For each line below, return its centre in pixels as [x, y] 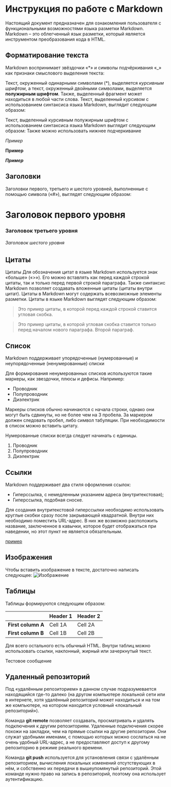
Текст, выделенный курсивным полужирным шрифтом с [67, 120]
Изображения [29, 557]
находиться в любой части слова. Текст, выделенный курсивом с [77, 99]
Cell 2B [86, 633]
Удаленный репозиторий [48, 677]
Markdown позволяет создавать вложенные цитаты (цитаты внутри [79, 288]
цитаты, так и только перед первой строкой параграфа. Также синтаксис [86, 283]
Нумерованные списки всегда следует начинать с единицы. [71, 436]
